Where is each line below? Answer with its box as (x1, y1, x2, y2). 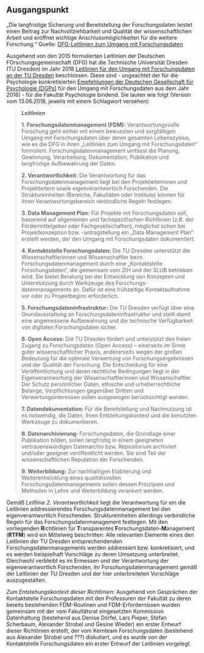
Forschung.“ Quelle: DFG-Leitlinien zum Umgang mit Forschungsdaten (6, 40, 183, 47)
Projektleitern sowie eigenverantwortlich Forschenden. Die (21, 184, 169, 192)
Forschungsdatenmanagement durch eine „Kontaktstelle (21, 260, 163, 267)
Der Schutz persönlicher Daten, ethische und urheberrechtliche (21, 380, 181, 388)
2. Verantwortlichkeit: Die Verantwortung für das (21, 172, 146, 179)
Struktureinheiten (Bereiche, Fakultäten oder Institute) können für (21, 191, 185, 198)
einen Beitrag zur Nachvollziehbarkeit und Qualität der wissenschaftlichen (6, 27, 192, 35)
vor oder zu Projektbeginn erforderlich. (21, 292, 119, 299)
